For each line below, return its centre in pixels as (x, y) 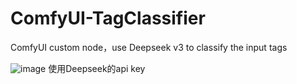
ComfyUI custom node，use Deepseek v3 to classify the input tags (149, 47)
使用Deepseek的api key (97, 68)
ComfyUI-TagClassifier (108, 18)
